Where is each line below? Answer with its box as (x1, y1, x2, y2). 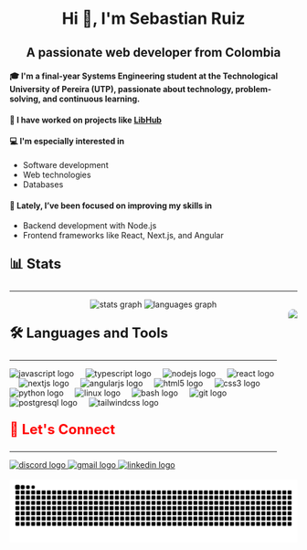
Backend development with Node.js (22, 220, 157, 231)
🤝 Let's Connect (9, 420, 116, 439)
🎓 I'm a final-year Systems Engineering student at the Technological (9, 70, 279, 81)
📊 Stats (9, 255, 62, 273)
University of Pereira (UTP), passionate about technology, (9, 84, 235, 95)
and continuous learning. (42, 93, 140, 104)
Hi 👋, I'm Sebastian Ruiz (61, 8, 246, 29)
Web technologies (22, 169, 91, 180)
